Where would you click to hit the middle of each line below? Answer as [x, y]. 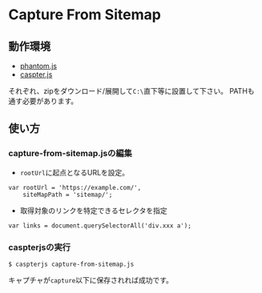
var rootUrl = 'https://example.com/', [75, 187]
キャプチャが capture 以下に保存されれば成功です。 [91, 280]
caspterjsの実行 [39, 247]
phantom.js [38, 66]
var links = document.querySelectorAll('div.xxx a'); [100, 226]
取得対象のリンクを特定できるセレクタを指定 [93, 211]
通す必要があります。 [43, 101]
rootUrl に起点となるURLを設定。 [75, 172]
